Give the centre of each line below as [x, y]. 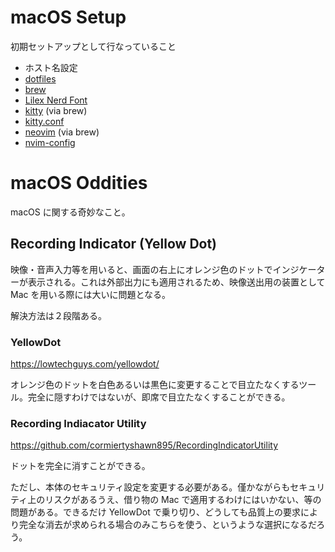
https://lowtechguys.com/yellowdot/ [85, 363]
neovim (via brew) [62, 132]
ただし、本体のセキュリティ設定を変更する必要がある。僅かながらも [150, 487]
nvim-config [50, 142]
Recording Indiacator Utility [78, 423]
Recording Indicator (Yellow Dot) [114, 244]
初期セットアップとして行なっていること [93, 46]
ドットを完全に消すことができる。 [80, 466]
